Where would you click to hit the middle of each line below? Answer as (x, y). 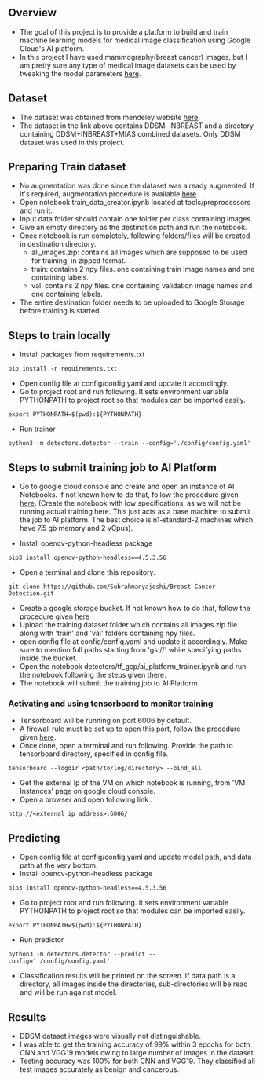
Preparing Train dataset (67, 167)
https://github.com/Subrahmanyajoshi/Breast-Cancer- (131, 587)
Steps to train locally (60, 336)
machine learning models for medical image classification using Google (135, 40)
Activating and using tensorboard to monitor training (111, 704)
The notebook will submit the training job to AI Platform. (110, 683)
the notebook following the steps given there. (93, 675)
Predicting (34, 838)
